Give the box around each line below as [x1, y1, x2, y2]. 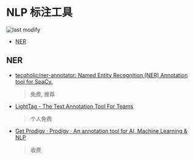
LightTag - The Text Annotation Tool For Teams [15, 103, 134, 110]
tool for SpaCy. [15, 78, 53, 85]
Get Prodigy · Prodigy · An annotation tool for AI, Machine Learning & [15, 127, 187, 134]
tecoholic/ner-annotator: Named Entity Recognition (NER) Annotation [15, 71, 188, 79]
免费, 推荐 [30, 90, 55, 98]
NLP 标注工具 [6, 5, 73, 19]
